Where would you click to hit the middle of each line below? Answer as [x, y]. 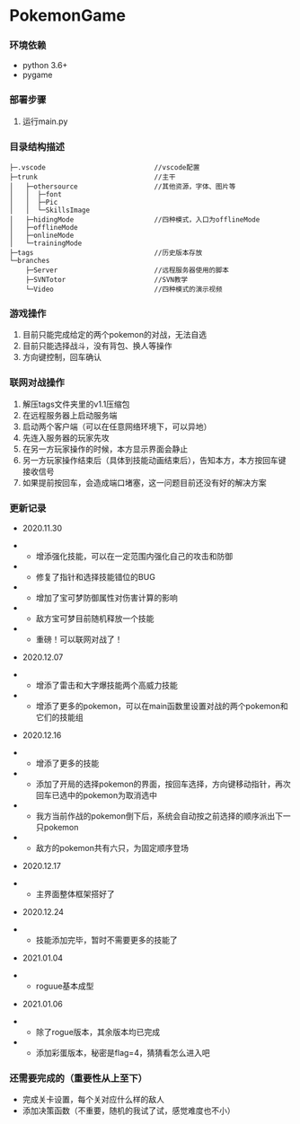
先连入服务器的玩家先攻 [66, 437]
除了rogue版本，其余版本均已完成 [98, 1032]
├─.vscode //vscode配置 [105, 168]
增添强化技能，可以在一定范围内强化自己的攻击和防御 [134, 556]
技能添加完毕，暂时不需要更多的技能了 [106, 940]
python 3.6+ [45, 66]
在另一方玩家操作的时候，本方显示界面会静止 [105, 449]
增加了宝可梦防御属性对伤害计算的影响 [106, 597]
